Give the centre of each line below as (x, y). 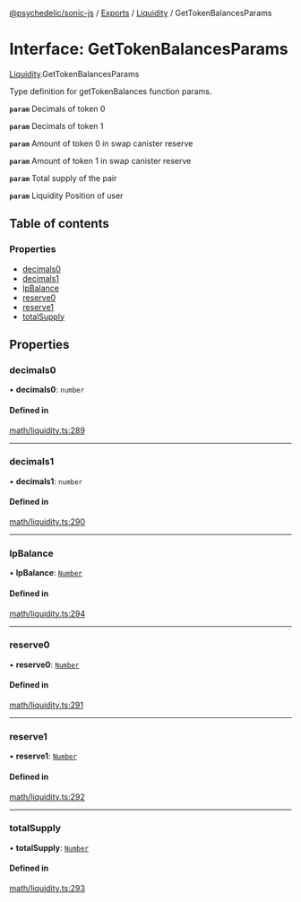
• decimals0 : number (47, 390)
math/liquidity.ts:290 (47, 522)
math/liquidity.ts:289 (47, 430)
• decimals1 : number (46, 481)
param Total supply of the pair (63, 178)
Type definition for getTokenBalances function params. (111, 91)
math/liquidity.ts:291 (46, 705)
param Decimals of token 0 (57, 108)
